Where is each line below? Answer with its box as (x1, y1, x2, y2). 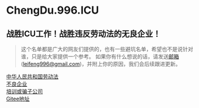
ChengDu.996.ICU (6, 4, 99, 17)
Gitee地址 (6, 96, 30, 102)
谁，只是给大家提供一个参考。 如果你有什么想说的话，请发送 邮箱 (20, 53, 179, 60)
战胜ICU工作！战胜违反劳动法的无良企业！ (6, 28, 161, 39)
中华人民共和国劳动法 (6, 73, 58, 80)
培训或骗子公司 (6, 88, 43, 95)
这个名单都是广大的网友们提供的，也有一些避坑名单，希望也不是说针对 (20, 46, 194, 52)
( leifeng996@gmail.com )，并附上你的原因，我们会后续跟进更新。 (20, 61, 181, 67)
